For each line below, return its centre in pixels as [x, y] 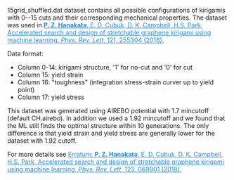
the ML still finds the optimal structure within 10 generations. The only [108, 126]
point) [26, 90]
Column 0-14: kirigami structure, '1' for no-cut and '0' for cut [105, 67]
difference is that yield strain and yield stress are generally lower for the [111, 133]
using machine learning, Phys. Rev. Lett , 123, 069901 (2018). [95, 169]
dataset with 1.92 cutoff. [42, 141]
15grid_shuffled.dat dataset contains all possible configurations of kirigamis [117, 10]
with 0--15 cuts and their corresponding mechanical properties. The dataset [117, 18]
